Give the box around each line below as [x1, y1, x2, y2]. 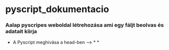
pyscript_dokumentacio [5, 4, 109, 15]
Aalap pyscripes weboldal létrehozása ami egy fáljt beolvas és [5, 22, 164, 29]
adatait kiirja [5, 28, 37, 35]
